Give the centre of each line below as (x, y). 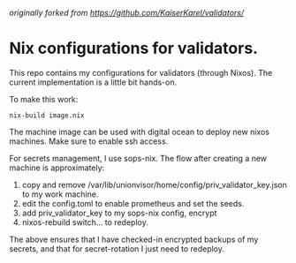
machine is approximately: (57, 168)
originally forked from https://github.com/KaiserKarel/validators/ (127, 13)
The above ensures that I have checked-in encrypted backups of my (134, 239)
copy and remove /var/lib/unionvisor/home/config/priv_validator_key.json (154, 184)
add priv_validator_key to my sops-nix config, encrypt (119, 213)
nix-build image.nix (47, 115)
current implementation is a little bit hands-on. (93, 82)
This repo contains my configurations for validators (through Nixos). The (141, 72)
